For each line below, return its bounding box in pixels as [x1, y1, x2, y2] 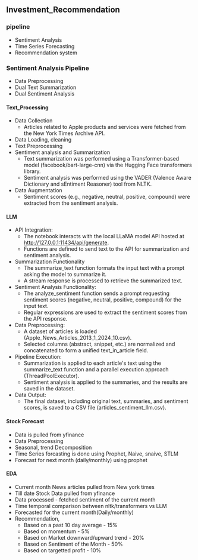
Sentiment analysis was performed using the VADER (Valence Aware [23, 174, 191, 181]
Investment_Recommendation [6, 5, 120, 15]
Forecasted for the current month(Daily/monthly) [14, 509, 134, 516]
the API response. [23, 315, 68, 322]
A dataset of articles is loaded [23, 328, 97, 335]
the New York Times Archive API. [23, 130, 105, 137]
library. [23, 168, 41, 175]
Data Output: [14, 391, 46, 399]
